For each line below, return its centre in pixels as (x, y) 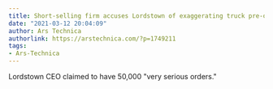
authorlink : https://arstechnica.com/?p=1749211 (92, 38)
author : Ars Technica (45, 31)
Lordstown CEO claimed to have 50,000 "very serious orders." (113, 76)
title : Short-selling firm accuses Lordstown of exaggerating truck (127, 16)
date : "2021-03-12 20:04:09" (58, 23)
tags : (17, 46)
